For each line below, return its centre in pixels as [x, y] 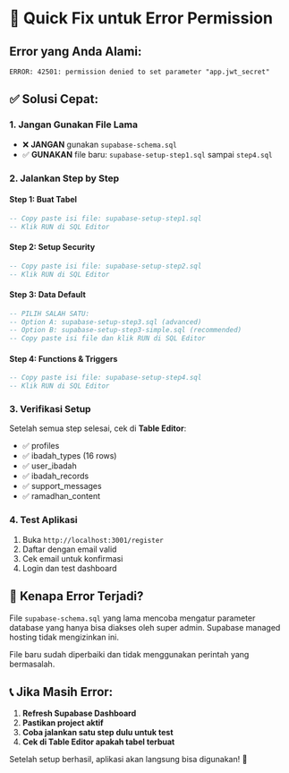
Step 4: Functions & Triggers [64, 358]
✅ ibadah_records [55, 476]
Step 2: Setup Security [52, 247]
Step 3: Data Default [48, 295]
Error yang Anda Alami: [76, 52]
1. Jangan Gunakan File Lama [74, 125]
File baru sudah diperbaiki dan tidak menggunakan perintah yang [129, 654]
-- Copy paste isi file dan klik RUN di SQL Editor [107, 339]
